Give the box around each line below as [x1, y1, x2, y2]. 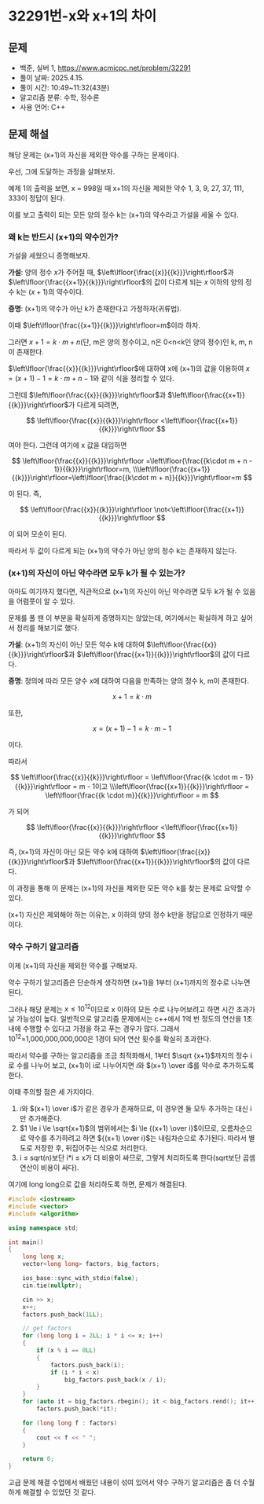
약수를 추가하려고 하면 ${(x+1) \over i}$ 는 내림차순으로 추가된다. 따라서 [27, 1133, 247, 1143]
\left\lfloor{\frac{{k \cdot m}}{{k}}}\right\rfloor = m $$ [45, 791, 219, 800]
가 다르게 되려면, [68, 400, 119, 409]
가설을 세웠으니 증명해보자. [8, 251, 90, 260]
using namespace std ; [8, 1223, 79, 1232]
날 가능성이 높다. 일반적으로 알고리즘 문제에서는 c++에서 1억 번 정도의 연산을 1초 [8, 1014, 253, 1024]
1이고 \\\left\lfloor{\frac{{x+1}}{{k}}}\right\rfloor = [92, 782, 250, 791]
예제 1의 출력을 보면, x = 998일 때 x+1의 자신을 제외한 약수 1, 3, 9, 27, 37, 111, [8, 183, 244, 193]
